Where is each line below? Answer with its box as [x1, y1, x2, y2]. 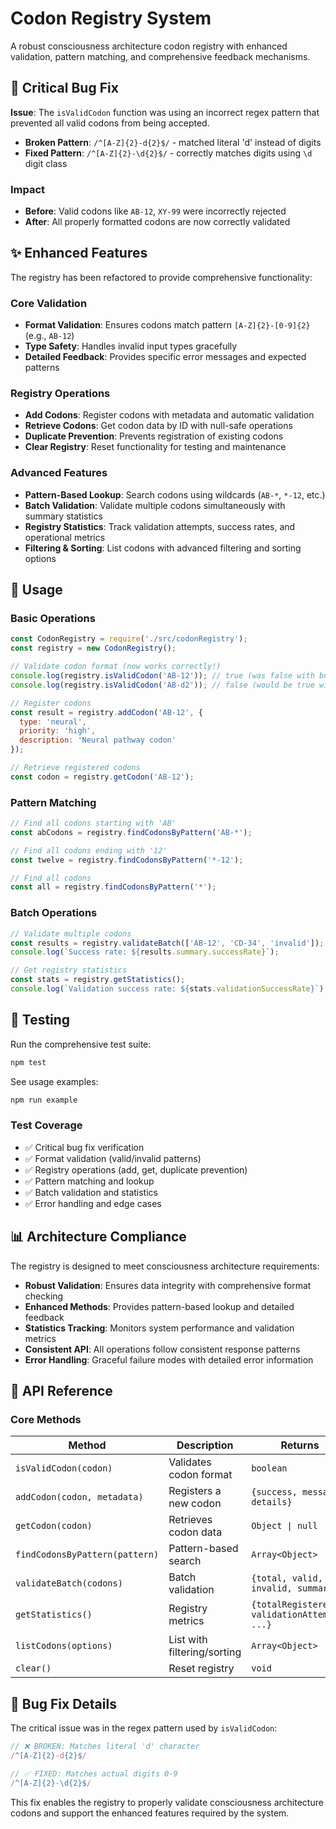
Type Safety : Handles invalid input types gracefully [24, 340, 238, 352]
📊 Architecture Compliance [10, 1228, 187, 1246]
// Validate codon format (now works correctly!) [10, 662, 222, 672]
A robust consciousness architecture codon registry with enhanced [10, 40, 288, 52]
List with [168, 1633, 208, 1647]
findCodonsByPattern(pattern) [15, 1549, 160, 1561]
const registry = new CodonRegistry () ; [10, 643, 177, 654]
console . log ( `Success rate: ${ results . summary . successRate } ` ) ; [10, 947, 280, 957]
